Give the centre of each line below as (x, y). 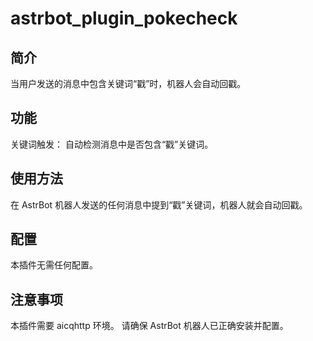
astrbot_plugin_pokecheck (124, 18)
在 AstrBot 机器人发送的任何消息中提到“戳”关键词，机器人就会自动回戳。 (159, 204)
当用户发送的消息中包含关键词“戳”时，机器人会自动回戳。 (128, 83)
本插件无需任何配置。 (54, 265)
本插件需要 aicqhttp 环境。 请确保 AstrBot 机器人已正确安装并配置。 (149, 326)
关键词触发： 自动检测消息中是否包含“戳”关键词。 (112, 144)
